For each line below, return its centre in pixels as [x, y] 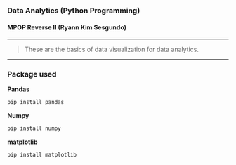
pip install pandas [36, 103]
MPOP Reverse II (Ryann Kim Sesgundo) [67, 27]
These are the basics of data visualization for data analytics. [111, 49]
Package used [32, 74]
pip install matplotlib [42, 155]
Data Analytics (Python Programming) [74, 11]
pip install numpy [34, 128]
